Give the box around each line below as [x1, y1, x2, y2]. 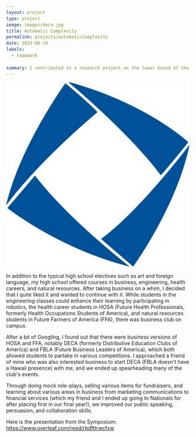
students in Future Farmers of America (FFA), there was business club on [6, 316, 182, 323]
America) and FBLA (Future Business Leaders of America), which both [6, 346, 175, 353]
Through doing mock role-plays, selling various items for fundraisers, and [6, 382, 183, 389]
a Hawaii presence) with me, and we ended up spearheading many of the [6, 364, 183, 371]
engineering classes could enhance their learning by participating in [6, 297, 170, 304]
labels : [6, 47, 25, 53]
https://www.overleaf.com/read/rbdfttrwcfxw [6, 424, 115, 431]
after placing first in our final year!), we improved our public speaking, [6, 401, 174, 408]
